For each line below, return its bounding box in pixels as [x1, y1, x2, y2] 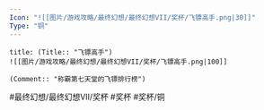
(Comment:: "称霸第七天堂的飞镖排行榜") [9, 74, 146, 83]
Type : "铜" [9, 21, 49, 30]
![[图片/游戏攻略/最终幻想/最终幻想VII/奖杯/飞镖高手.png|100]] [9, 57, 228, 66]
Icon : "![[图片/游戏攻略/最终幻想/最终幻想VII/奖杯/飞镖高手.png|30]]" [9, 13, 256, 22]
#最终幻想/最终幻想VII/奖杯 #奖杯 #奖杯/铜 [9, 91, 165, 102]
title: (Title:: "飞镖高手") [9, 47, 113, 56]
